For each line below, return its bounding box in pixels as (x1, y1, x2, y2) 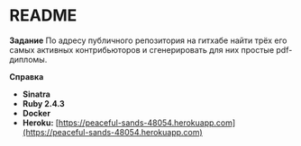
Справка (9, 71, 44, 82)
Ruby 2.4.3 (22, 98, 65, 108)
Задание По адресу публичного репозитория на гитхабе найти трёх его (9, 35, 287, 46)
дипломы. (9, 54, 48, 64)
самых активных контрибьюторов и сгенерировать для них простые (9, 44, 275, 55)
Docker (22, 107, 51, 118)
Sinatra (22, 89, 51, 99)
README (9, 5, 78, 26)
